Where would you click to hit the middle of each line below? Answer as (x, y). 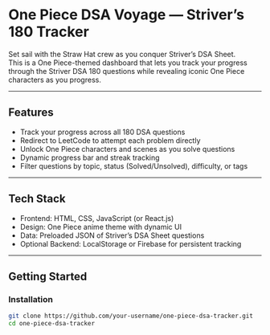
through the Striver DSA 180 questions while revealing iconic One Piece (127, 71)
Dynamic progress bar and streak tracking (90, 157)
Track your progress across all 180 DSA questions (102, 132)
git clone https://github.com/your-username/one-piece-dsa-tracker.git (131, 316)
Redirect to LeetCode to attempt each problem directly (110, 140)
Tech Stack (37, 199)
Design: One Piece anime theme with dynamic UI (101, 227)
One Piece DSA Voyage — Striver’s (127, 15)
